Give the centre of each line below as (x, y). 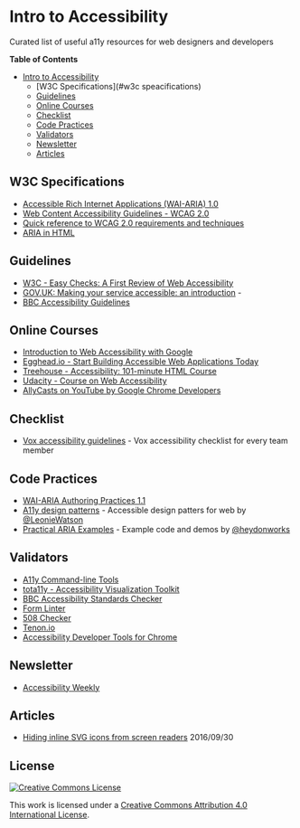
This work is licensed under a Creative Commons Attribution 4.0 (129, 805)
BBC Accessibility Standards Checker (92, 598)
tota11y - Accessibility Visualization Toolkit (101, 588)
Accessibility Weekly (61, 687)
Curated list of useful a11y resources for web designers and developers (141, 42)
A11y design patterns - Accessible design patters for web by (134, 510)
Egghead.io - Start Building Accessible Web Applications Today (141, 362)
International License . (50, 814)
